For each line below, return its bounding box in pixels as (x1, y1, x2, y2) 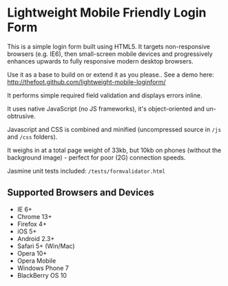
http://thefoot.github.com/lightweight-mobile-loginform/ (7, 77, 167, 86)
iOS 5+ (17, 227, 37, 236)
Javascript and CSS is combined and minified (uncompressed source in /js (7, 125, 222, 133)
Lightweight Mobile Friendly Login (7, 5, 207, 21)
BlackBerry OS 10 (17, 271, 68, 279)
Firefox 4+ (17, 220, 47, 228)
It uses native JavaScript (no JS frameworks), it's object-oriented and (7, 104, 205, 113)
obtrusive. (7, 112, 36, 120)
